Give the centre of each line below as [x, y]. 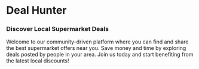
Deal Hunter [36, 10]
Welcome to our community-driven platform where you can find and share [97, 42]
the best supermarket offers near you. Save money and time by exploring [96, 48]
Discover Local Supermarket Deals [58, 29]
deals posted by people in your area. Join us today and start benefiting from [100, 55]
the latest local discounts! [38, 61]
